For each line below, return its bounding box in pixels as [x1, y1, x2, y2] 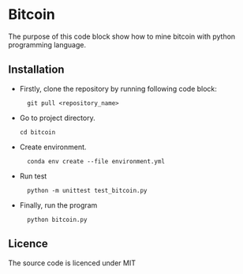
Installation [8, 63, 65, 77]
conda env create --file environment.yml [27, 157, 166, 165]
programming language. [8, 39, 87, 49]
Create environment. [19, 142, 87, 152]
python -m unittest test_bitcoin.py [27, 186, 148, 194]
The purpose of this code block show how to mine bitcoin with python [8, 32, 236, 41]
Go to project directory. [19, 113, 96, 122]
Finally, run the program [19, 200, 98, 210]
